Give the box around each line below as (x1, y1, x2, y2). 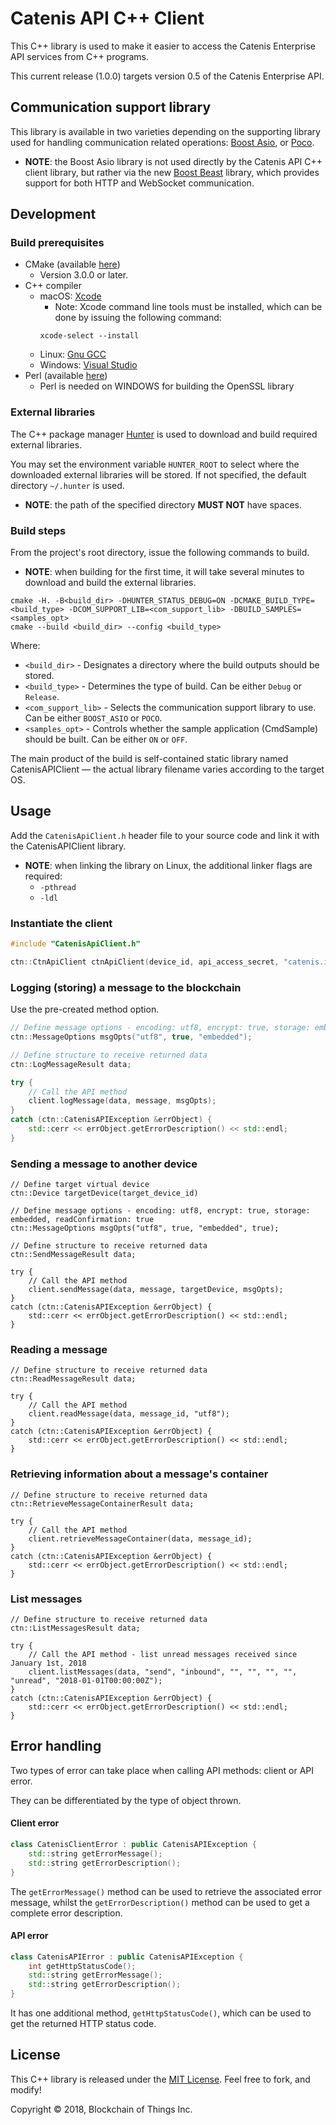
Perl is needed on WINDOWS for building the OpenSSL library (39, 380, 295, 392)
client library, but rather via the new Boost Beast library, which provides (24, 166, 320, 178)
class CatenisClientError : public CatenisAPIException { (10, 1840, 257, 1850)
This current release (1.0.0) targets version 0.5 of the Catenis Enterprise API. (10, 70, 325, 82)
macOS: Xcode (39, 290, 102, 302)
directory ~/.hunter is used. (10, 479, 125, 491)
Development (10, 206, 97, 223)
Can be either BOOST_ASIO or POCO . (24, 712, 163, 724)
